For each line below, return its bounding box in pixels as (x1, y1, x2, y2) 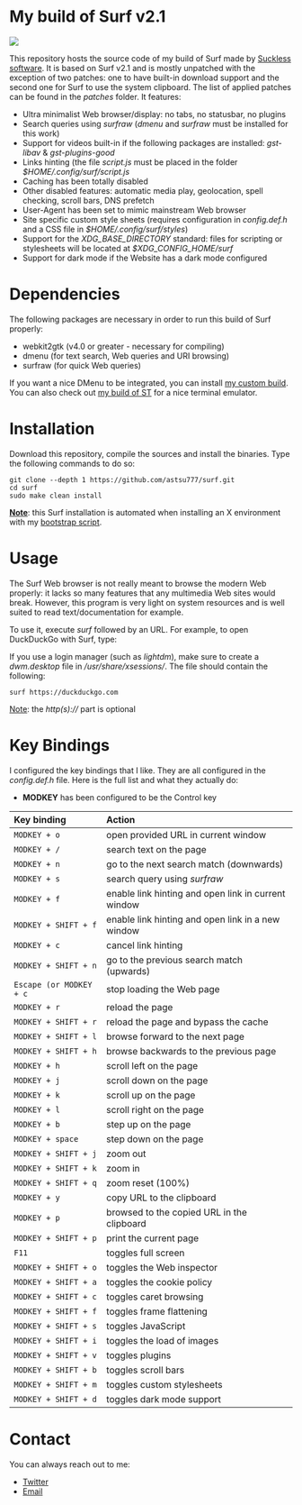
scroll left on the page (106, 1059, 199, 1072)
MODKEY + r (13, 1002, 60, 1012)
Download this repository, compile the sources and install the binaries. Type (9, 448, 290, 459)
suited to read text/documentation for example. (9, 607, 184, 617)
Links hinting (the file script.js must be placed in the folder (22, 156, 238, 168)
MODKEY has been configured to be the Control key (22, 791, 218, 803)
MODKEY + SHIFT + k (13, 1163, 97, 1173)
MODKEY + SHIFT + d (13, 1394, 97, 1404)
